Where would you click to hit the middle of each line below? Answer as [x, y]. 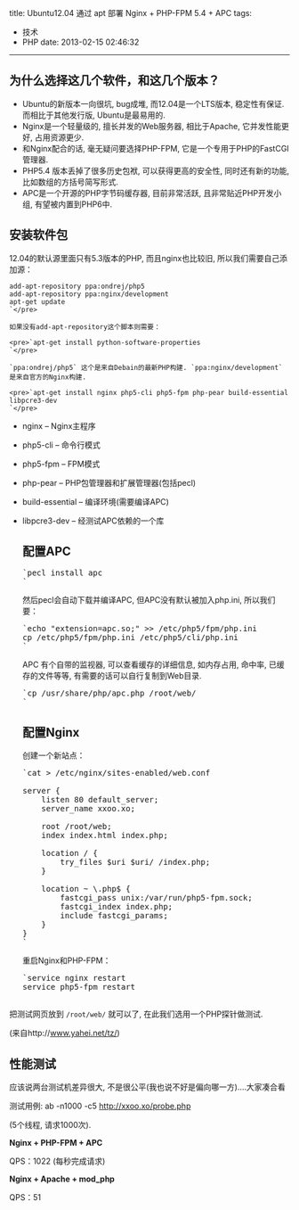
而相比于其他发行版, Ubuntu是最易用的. [94, 115]
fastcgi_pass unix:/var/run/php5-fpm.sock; [156, 898]
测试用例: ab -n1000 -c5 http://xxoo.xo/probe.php [100, 1106]
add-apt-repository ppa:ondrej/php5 [77, 286]
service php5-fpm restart [79, 987]
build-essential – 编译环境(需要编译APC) [95, 501]
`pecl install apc [62, 573]
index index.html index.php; [105, 835]
